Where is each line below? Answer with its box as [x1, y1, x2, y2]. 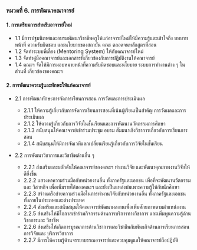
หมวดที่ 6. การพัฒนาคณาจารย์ [6, 6, 75, 15]
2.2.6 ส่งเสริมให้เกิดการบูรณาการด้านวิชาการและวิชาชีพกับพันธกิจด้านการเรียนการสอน [23, 223, 190, 231]
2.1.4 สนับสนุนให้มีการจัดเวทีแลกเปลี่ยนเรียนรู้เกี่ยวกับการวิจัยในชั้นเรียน [23, 140, 163, 147]
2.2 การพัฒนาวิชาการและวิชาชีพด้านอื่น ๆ [14, 152, 94, 159]
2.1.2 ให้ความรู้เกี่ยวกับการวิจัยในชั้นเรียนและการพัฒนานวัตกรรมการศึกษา [23, 120, 166, 127]
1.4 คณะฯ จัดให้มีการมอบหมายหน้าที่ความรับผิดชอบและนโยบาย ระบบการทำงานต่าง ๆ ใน [14, 61, 186, 68]
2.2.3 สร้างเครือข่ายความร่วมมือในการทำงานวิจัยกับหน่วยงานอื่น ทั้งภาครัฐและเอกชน [23, 190, 186, 198]
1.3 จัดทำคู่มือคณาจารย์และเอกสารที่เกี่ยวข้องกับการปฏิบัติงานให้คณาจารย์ [14, 54, 155, 62]
